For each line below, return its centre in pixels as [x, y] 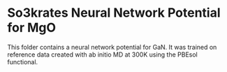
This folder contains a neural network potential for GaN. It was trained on [112, 47]
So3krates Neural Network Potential [114, 13]
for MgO [32, 28]
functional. [23, 62]
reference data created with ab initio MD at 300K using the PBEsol [102, 55]
